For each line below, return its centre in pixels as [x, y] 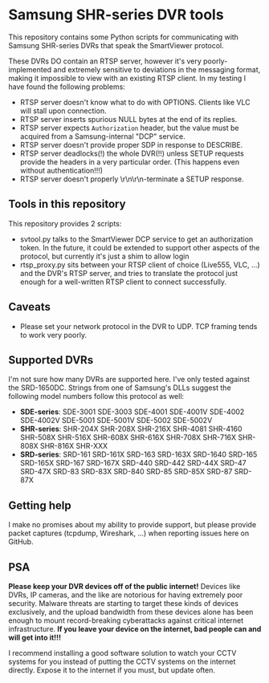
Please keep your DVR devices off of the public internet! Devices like [124, 586]
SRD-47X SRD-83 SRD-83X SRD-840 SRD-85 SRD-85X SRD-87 [126, 472]
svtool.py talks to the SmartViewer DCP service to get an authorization [137, 239]
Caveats [29, 307]
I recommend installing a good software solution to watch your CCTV [122, 653]
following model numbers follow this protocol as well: [96, 396]
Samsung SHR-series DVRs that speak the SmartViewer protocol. [116, 45]
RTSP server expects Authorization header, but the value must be [129, 128]
